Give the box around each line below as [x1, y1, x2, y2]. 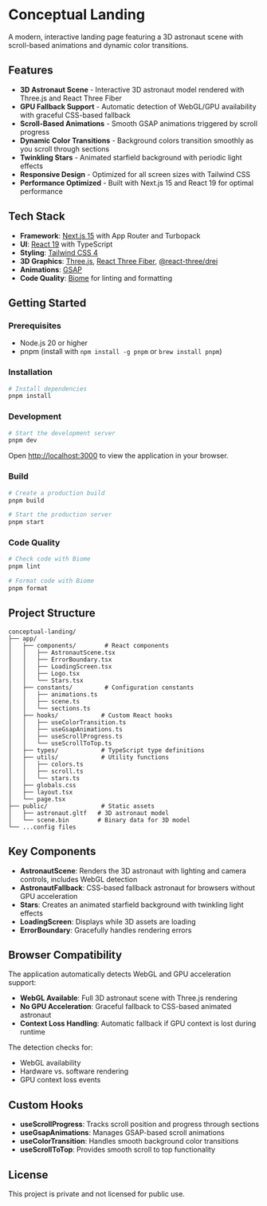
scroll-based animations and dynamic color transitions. [8, 40, 189, 49]
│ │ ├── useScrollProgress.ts [8, 732, 124, 740]
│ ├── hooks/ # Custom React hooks [8, 711, 173, 719]
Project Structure [8, 606, 96, 620]
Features [8, 64, 53, 77]
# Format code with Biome [8, 577, 94, 585]
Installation [8, 367, 53, 378]
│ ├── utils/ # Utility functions [8, 753, 170, 761]
